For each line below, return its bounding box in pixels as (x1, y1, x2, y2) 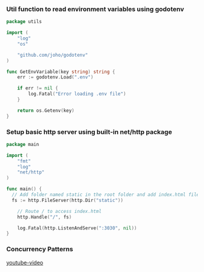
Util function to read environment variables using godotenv (6, 5, 184, 13)
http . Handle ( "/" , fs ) (17, 214, 72, 220)
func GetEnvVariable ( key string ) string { (6, 69, 115, 75)
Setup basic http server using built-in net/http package (6, 127, 172, 136)
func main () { (6, 186, 42, 192)
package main (6, 141, 39, 147)
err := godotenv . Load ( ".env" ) (17, 74, 94, 80)
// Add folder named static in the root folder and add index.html (12, 192, 186, 198)
